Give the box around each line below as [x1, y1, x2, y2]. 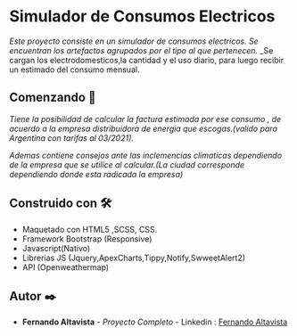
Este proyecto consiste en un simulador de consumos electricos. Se [9, 36, 259, 46]
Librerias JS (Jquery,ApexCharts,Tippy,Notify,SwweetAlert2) [21, 252, 246, 263]
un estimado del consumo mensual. [9, 64, 140, 75]
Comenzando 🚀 [9, 90, 96, 105]
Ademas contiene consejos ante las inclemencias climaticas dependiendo [9, 150, 283, 160]
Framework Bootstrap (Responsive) [21, 234, 153, 244]
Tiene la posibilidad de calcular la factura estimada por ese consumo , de [9, 113, 282, 124]
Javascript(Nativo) [21, 242, 91, 253]
